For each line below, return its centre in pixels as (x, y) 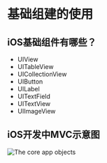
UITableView (35, 67)
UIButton (30, 81)
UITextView (34, 104)
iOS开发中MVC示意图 (53, 135)
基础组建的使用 (50, 14)
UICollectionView (42, 74)
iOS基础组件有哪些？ (52, 42)
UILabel (28, 89)
